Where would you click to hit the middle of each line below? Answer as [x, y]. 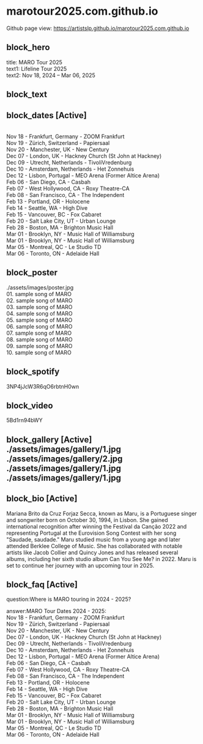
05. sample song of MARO [39, 320]
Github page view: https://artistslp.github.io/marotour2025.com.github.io [98, 28]
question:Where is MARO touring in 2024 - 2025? [69, 599]
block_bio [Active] [42, 499]
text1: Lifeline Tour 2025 [37, 69]
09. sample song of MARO [39, 346]
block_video [30, 405]
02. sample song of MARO [40, 300]
